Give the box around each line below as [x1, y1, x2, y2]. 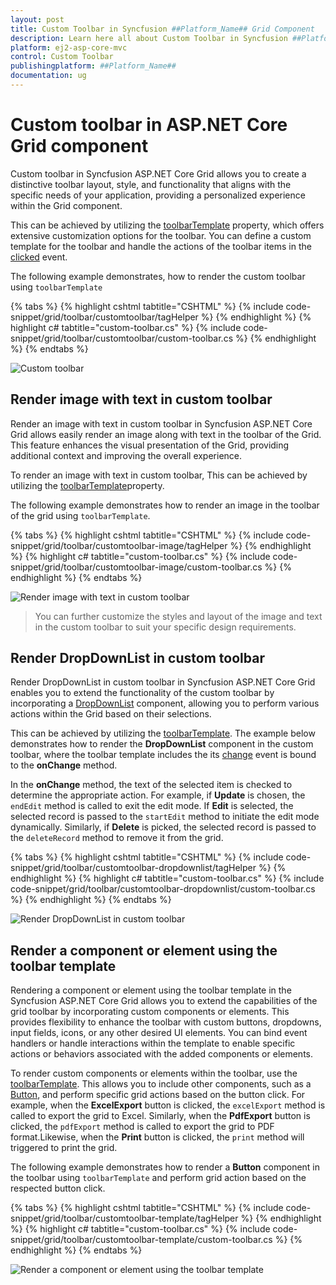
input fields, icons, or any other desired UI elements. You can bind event [10, 1027, 308, 1039]
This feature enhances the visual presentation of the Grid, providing [10, 439, 290, 451]
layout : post [10, 14, 65, 25]
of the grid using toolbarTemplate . [10, 509, 151, 521]
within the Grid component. [10, 199, 123, 211]
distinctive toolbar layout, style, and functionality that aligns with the [10, 178, 292, 190]
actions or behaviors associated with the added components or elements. [10, 1048, 314, 1060]
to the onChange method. [10, 759, 118, 771]
